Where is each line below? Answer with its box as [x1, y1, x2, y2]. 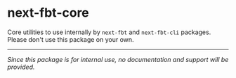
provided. [7, 63, 35, 71]
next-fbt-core [7, 5, 89, 21]
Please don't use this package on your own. [7, 35, 135, 43]
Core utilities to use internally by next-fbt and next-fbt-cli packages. [7, 28, 211, 36]
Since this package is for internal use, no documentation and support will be [7, 55, 229, 63]
